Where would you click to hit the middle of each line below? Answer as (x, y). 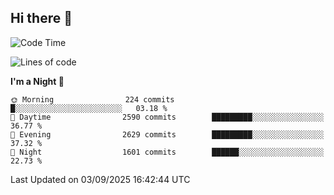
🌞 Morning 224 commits (92, 99)
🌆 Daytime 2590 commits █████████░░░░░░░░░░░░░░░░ (167, 117)
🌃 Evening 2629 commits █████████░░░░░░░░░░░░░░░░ (167, 134)
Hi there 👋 (41, 18)
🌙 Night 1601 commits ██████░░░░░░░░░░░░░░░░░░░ (167, 152)
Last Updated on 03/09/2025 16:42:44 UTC (100, 179)
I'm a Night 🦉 (37, 81)
